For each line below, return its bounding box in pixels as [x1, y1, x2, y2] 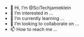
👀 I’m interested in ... [10, 10, 53, 16]
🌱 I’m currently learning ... [10, 15, 65, 21]
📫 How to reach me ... [10, 26, 58, 32]
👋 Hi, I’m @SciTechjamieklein [10, 5, 71, 10]
